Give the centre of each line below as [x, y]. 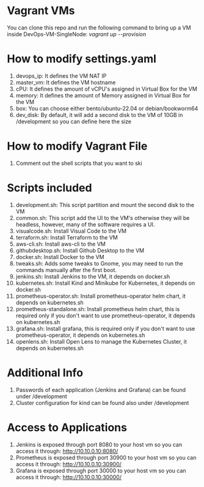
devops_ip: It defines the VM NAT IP [61, 76]
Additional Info [45, 373]
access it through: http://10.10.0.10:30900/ [68, 464]
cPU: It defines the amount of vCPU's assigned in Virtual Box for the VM [106, 89]
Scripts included [49, 188]
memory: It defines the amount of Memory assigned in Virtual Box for [103, 95]
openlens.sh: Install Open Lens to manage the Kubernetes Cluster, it [101, 341]
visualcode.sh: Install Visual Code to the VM [71, 231]
